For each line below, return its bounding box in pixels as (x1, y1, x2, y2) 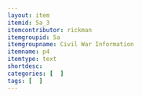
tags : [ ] (7, 77, 43, 84)
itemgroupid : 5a (7, 33, 60, 41)
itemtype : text (7, 56, 57, 63)
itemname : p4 (7, 48, 50, 56)
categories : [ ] (7, 70, 64, 77)
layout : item (7, 11, 50, 20)
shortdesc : (7, 63, 43, 70)
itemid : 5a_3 (7, 19, 50, 27)
